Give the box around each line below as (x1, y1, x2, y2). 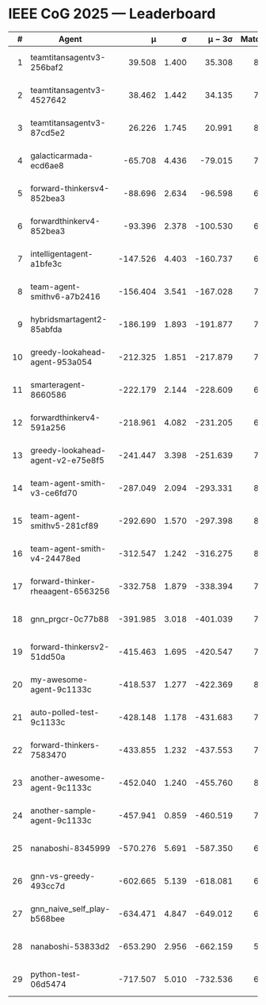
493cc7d (30, 880, 66, 891)
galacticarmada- (30, 150, 93, 161)
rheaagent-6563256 (30, 585, 110, 596)
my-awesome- (30, 674, 89, 685)
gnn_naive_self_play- (30, 903, 111, 914)
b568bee (30, 913, 66, 924)
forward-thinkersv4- (30, 183, 109, 194)
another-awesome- (30, 772, 106, 783)
